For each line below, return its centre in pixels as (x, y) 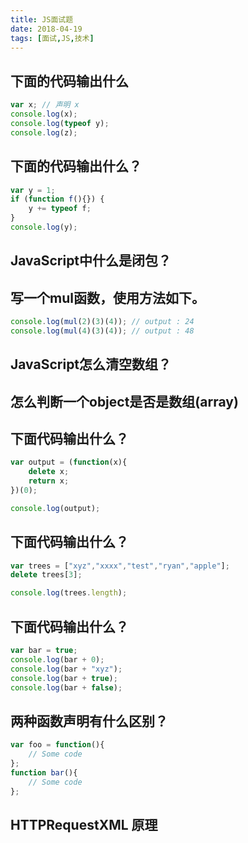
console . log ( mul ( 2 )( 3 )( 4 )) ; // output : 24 (102, 322)
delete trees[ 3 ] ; (46, 575)
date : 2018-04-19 (46, 29)
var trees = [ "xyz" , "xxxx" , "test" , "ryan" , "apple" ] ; (120, 566)
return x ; (49, 481)
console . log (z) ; (44, 132)
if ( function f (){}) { (57, 199)
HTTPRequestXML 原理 (84, 824)
